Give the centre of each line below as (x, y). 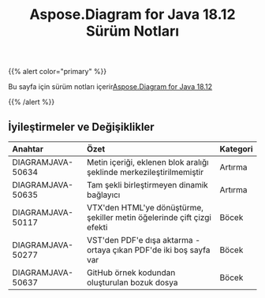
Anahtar (28, 149)
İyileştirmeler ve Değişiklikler (82, 127)
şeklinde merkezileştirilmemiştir (145, 172)
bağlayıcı (103, 195)
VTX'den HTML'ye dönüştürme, (145, 208)
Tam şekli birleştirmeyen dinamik (147, 185)
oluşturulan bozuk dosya (132, 283)
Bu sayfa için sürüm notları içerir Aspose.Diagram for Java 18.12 (110, 87)
